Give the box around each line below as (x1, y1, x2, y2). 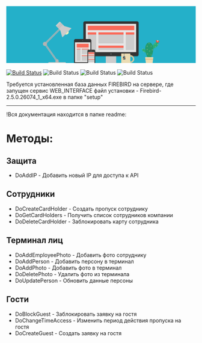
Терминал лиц (6, 235, 63, 246)
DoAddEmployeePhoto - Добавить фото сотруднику (14, 251, 147, 258)
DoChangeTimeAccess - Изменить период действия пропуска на (14, 317, 182, 324)
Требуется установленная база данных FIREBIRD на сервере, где (6, 81, 174, 88)
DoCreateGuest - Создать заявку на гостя (14, 329, 122, 336)
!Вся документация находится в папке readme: (6, 111, 127, 118)
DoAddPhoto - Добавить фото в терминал (14, 264, 122, 271)
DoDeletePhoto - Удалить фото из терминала (14, 270, 130, 277)
